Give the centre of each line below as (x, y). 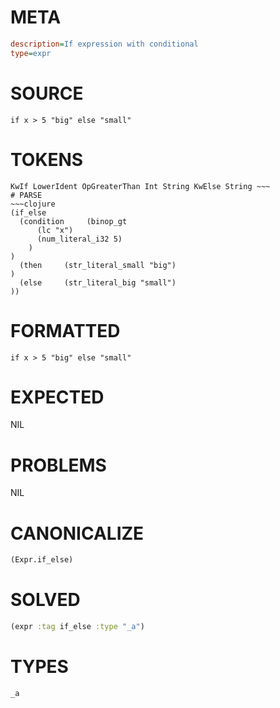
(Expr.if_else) (42, 560)
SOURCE (47, 93)
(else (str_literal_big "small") (98, 282)
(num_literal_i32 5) (79, 239)
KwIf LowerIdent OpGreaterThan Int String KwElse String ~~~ (140, 186)
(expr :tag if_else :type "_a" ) (77, 627)
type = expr (31, 53)
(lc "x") (55, 230)
